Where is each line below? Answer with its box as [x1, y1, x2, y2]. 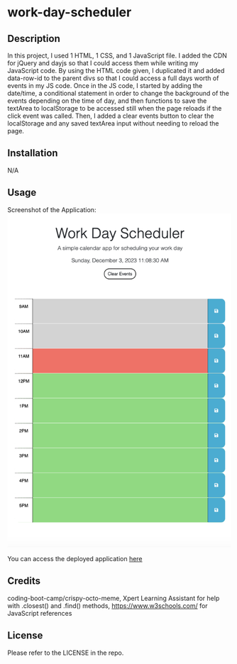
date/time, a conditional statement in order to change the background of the [7, 89, 229, 97]
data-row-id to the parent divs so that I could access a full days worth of [7, 74, 219, 82]
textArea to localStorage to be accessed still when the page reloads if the [7, 104, 222, 112]
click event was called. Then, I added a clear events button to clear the [7, 111, 214, 120]
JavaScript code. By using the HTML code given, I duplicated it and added [7, 67, 225, 74]
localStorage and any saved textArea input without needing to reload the [7, 119, 219, 128]
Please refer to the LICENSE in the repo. [7, 648, 124, 657]
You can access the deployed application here [7, 555, 143, 563]
